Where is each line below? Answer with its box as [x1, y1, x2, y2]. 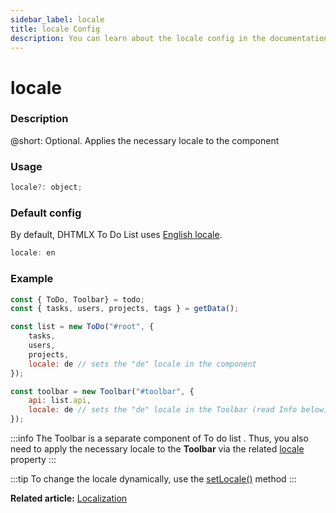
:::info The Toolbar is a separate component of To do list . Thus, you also [10, 432, 309, 444]
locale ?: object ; [10, 182, 83, 193]
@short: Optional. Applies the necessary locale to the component [10, 134, 280, 146]
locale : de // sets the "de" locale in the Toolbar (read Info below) [28, 405, 329, 415]
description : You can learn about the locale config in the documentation [10, 33, 329, 43]
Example [10, 272, 54, 286]
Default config [10, 206, 82, 220]
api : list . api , [28, 396, 92, 406]
